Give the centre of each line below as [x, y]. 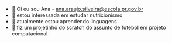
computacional [30, 34]
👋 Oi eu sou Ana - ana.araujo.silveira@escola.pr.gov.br [77, 9]
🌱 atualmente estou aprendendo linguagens [64, 21]
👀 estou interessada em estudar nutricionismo [67, 15]
